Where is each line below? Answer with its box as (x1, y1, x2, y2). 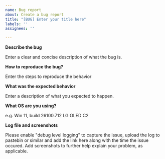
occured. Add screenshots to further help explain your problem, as (5, 143, 143, 149)
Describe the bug (5, 44, 42, 50)
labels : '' (5, 21, 28, 27)
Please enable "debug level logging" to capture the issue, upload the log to (5, 132, 160, 138)
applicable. (5, 148, 28, 154)
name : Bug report (5, 7, 42, 13)
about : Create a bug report (5, 12, 64, 17)
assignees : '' (5, 26, 35, 31)
